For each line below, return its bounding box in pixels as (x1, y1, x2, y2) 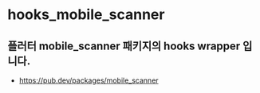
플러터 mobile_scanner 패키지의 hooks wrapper (7, 39, 241, 52)
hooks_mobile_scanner (7, 6, 165, 24)
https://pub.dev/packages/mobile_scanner (18, 76, 159, 85)
